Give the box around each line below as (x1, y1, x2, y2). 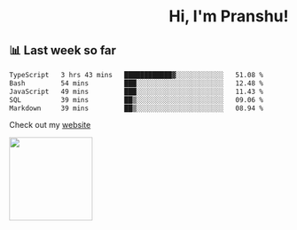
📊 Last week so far (9, 43, 117, 58)
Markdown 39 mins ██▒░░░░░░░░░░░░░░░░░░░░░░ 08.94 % (9, 104, 264, 113)
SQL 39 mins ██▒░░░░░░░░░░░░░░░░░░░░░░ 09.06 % (9, 95, 264, 104)
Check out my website (9, 120, 91, 131)
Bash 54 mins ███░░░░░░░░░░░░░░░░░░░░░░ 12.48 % (9, 78, 264, 88)
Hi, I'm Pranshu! (168, 6, 289, 27)
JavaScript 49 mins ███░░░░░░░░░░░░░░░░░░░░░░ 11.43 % (9, 87, 264, 96)
